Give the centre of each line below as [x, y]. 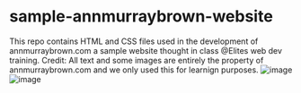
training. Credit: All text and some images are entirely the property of [137, 60]
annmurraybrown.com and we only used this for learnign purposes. [134, 70]
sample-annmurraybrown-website [142, 17]
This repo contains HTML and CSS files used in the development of [134, 41]
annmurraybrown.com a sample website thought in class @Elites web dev [146, 50]
